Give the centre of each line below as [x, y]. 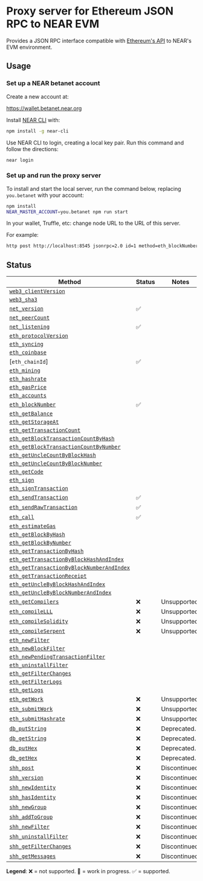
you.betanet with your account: [45, 195]
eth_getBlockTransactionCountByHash [62, 439]
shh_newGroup [28, 807]
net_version [27, 309]
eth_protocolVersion [39, 336]
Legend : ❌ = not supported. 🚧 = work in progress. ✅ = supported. [88, 871]
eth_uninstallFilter [39, 665]
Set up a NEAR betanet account [53, 83]
